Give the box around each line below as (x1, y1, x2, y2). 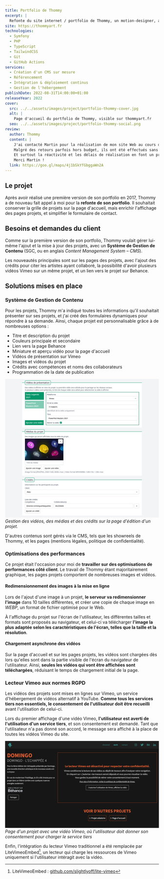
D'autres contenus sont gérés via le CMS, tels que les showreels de (5, 533, 141, 539)
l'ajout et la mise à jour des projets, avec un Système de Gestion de (19, 242, 155, 248)
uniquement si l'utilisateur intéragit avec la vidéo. (5, 855, 103, 860)
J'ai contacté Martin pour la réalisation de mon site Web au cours (14, 142, 156, 147)
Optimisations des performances (5, 550, 85, 557)
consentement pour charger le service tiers (5, 833, 92, 839)
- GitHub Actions (9, 59, 45, 65)
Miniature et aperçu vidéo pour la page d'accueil (12, 348, 110, 355)
